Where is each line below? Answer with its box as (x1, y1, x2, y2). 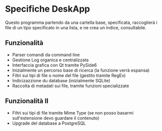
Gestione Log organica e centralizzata (12, 57, 89, 63)
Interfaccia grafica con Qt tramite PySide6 (12, 62, 97, 68)
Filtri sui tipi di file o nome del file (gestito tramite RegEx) (12, 72, 126, 78)
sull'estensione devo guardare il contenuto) (12, 115, 100, 121)
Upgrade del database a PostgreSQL (12, 120, 86, 126)
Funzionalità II (5, 97, 49, 105)
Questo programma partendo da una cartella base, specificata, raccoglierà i (5, 19, 158, 25)
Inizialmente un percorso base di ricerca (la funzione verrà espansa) (12, 67, 150, 73)
